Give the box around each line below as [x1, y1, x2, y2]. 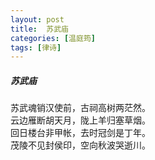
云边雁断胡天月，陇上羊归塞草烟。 [10, 114, 151, 126]
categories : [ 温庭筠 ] [10, 33, 96, 43]
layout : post [10, 14, 65, 25]
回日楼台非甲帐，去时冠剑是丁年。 [10, 127, 151, 139]
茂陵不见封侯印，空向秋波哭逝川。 [10, 139, 151, 151]
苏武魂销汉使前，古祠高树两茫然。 [10, 102, 151, 114]
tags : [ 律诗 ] [10, 42, 62, 53]
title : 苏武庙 [10, 24, 69, 34]
